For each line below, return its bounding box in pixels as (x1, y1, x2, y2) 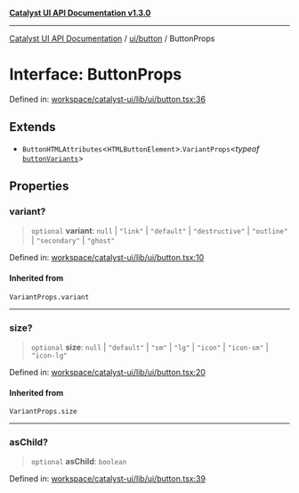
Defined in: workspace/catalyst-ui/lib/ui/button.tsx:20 (9, 366, 206, 377)
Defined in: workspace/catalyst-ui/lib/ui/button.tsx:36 (9, 94, 206, 104)
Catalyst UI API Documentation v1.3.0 (9, 8, 151, 18)
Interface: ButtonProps (9, 64, 182, 85)
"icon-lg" (30, 351, 69, 360)
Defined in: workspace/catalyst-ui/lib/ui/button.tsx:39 (9, 473, 206, 484)
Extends (9, 119, 56, 135)
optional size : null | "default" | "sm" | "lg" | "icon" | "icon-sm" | (30, 341, 269, 352)
